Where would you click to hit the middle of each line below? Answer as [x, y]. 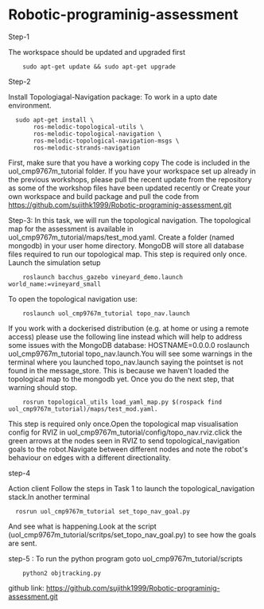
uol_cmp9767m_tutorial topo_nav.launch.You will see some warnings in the [130, 353]
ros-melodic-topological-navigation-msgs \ [106, 141]
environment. [30, 105]
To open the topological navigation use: [73, 299]
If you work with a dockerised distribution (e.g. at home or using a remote [128, 328]
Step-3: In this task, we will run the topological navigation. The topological [130, 220]
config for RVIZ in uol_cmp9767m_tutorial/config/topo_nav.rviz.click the [125, 432]
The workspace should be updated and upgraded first [97, 52]
